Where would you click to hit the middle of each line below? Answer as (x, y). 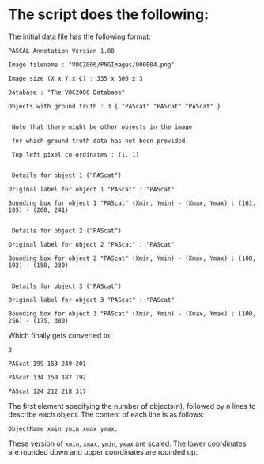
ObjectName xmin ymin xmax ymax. (63, 428)
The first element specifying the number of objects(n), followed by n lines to (132, 406)
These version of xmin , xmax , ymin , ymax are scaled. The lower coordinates (127, 443)
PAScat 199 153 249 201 (47, 364)
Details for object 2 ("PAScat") (67, 231)
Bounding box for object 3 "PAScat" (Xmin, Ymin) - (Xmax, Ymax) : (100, (132, 314)
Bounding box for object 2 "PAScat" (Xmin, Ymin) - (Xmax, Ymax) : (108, (132, 258)
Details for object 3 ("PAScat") (67, 286)
